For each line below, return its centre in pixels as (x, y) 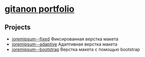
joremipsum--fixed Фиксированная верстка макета (65, 39)
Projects (18, 27)
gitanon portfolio (40, 9)
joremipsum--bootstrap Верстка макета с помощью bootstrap (76, 49)
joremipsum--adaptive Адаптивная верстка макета (64, 44)
